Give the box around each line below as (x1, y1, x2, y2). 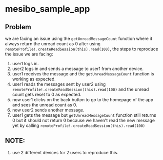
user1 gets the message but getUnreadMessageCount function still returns (12, 112, 157, 118)
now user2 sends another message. (12, 107, 84, 113)
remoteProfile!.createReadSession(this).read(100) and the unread (12, 87, 149, 92)
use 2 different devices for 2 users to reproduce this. (12, 149, 119, 155)
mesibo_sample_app (5, 3, 90, 15)
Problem (5, 23, 32, 31)
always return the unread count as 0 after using (5, 41, 101, 47)
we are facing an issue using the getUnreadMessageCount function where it (5, 36, 153, 41)
